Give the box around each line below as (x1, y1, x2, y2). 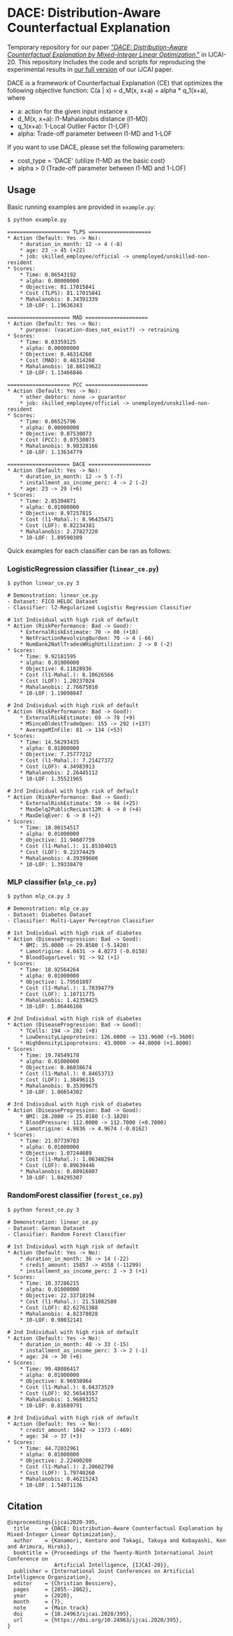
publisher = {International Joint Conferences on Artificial (13, 1568, 195, 1575)
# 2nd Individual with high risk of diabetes (7, 1015, 142, 1022)
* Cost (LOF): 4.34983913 (20, 763, 96, 770)
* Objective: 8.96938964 (20, 1377, 92, 1384)
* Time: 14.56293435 (20, 739, 80, 746)
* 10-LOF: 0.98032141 (20, 1316, 82, 1324)
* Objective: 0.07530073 (20, 430, 92, 437)
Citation (7, 1500, 43, 1512)
